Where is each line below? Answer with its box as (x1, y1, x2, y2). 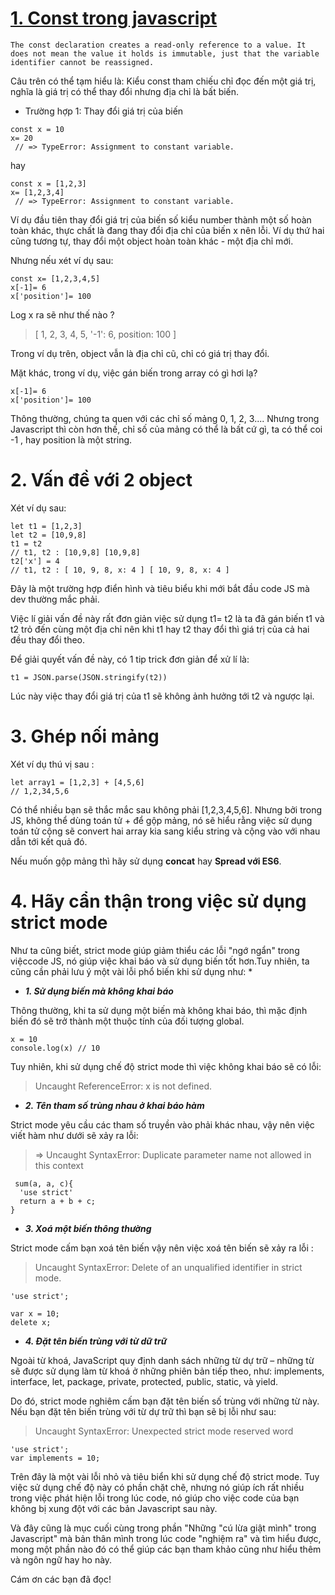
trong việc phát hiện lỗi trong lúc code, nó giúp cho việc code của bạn (10, 1492, 300, 1504)
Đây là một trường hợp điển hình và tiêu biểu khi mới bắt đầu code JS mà (10, 582, 310, 594)
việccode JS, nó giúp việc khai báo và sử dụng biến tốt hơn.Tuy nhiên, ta (10, 955, 310, 967)
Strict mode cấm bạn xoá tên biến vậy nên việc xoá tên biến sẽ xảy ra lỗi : (10, 1242, 314, 1254)
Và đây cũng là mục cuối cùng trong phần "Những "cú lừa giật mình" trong (10, 1522, 317, 1534)
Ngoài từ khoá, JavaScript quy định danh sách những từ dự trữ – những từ (10, 1354, 315, 1366)
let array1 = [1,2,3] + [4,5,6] (10, 777, 145, 787)
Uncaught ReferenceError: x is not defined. (34, 1080, 213, 1092)
